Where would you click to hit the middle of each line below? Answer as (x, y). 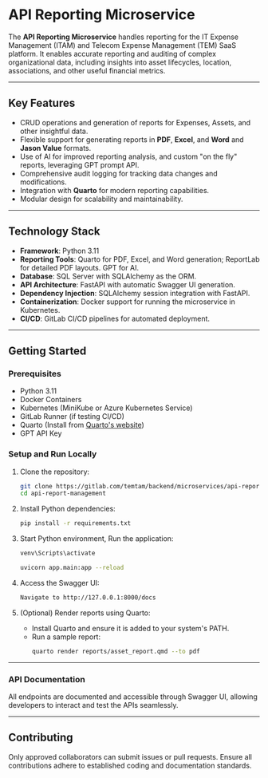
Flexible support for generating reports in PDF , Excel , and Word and (132, 139)
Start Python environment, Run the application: (97, 539)
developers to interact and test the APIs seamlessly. (93, 705)
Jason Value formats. (55, 148)
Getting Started (47, 351)
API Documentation (47, 679)
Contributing (41, 738)
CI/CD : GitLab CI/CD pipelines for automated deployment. (114, 318)
